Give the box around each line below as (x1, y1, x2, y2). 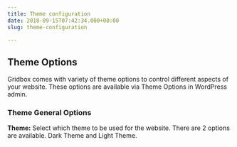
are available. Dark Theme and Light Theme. (7, 131, 137, 140)
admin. (7, 90, 28, 99)
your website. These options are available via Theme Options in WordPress (7, 82, 228, 91)
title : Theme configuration (7, 10, 91, 18)
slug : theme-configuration (7, 23, 88, 31)
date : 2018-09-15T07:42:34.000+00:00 (7, 17, 120, 24)
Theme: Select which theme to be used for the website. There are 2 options (7, 124, 230, 132)
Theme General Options (7, 108, 92, 118)
